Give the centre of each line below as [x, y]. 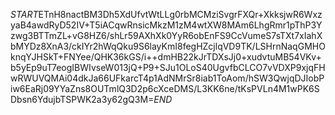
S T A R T [24, 14]
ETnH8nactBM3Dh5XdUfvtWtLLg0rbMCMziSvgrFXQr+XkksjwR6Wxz [180, 14]
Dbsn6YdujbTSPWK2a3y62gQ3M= [82, 99]
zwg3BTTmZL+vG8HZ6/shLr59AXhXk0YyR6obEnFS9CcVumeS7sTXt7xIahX [166, 35]
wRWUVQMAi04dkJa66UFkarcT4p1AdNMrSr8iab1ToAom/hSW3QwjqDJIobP [167, 78]
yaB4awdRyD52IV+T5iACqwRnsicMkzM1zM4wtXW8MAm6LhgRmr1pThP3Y [166, 25]
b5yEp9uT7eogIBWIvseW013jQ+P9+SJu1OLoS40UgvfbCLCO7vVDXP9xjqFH [168, 67]
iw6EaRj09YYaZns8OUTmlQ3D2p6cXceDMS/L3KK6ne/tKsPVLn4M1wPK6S [165, 88]
